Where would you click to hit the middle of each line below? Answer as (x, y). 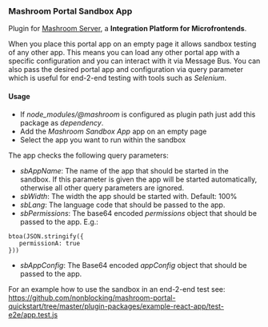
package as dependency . (62, 122)
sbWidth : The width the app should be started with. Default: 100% (128, 196)
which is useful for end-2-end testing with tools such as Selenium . (118, 78)
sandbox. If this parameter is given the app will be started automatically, (138, 179)
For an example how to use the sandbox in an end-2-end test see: (117, 289)
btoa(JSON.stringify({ (46, 236)
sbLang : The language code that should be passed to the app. (122, 205)
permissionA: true (50, 243)
